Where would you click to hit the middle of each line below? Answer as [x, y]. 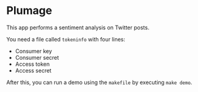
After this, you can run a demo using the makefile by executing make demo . [99, 82]
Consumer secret [37, 57]
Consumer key [34, 51]
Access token [32, 64]
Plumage [29, 11]
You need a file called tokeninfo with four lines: [66, 39]
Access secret [33, 70]
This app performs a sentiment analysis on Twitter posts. [78, 27]
